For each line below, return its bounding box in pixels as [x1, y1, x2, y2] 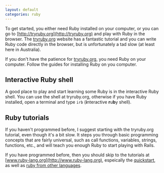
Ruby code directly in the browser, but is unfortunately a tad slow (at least [5, 41, 155, 47]
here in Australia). [5, 46, 41, 52]
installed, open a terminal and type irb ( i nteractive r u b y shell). [5, 99, 131, 105]
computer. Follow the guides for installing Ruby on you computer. [5, 61, 137, 67]
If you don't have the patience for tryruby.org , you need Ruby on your [5, 56, 146, 62]
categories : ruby [5, 12, 41, 17]
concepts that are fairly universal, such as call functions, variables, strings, [5, 137, 157, 143]
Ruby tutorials [5, 113, 49, 122]
